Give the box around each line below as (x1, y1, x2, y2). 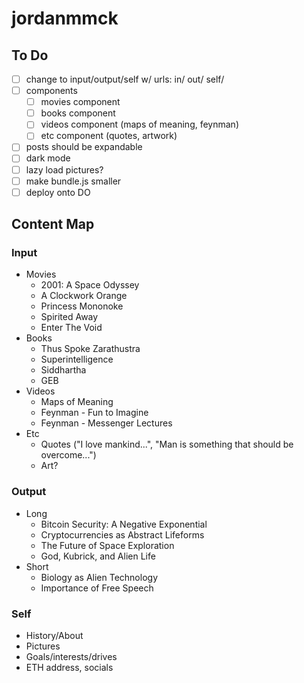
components (25, 85, 78, 97)
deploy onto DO (25, 186, 91, 198)
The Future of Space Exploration (40, 539, 175, 551)
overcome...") (40, 449, 97, 461)
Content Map (11, 216, 95, 233)
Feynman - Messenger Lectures (40, 417, 173, 429)
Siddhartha (40, 364, 87, 376)
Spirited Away (40, 311, 99, 323)
